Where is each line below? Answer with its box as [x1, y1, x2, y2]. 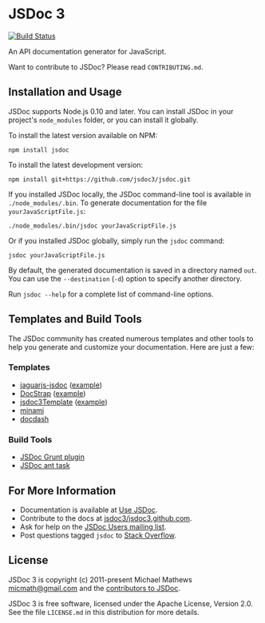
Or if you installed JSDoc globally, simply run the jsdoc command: [8, 236, 225, 245]
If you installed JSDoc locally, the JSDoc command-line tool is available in [8, 189, 251, 199]
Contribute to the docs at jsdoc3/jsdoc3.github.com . [19, 513, 192, 523]
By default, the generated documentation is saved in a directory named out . [8, 265, 257, 275]
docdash [19, 414, 49, 423]
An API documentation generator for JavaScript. [8, 46, 167, 56]
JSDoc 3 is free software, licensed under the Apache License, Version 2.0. [8, 598, 254, 608]
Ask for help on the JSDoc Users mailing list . [19, 522, 167, 531]
